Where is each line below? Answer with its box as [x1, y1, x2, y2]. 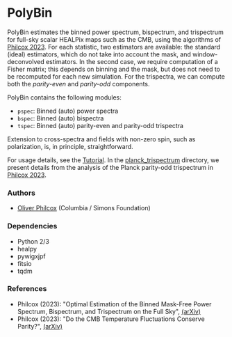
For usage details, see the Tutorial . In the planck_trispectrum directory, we [7, 155, 219, 164]
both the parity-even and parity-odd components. [7, 79, 150, 88]
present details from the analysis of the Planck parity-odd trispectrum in [7, 163, 214, 171]
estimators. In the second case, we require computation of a [45, 57, 219, 65]
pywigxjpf [17, 252, 47, 260]
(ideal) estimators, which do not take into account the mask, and [7, 50, 191, 58]
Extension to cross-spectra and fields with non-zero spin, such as [7, 134, 196, 143]
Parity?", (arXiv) [17, 322, 63, 330]
